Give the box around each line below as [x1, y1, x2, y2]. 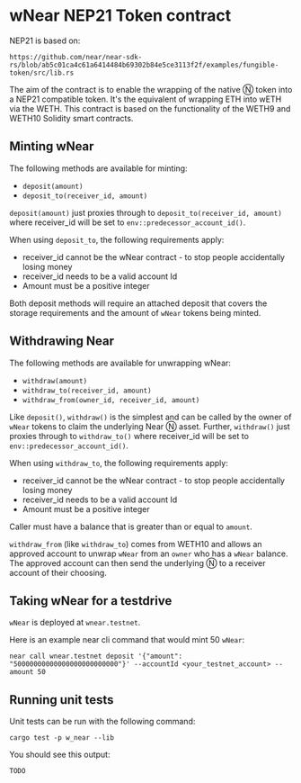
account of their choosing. [9, 567, 108, 578]
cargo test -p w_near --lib [9, 733, 115, 742]
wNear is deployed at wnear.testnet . [9, 617, 141, 628]
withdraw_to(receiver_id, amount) [22, 386, 152, 395]
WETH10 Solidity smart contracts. [9, 112, 134, 123]
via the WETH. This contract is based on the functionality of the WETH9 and [9, 103, 291, 113]
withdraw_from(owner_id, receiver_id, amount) [22, 395, 200, 405]
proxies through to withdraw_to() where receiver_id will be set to [9, 430, 250, 441]
